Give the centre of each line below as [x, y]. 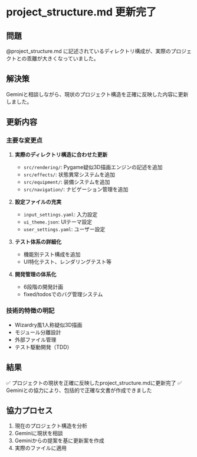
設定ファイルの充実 [38, 202]
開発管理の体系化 [35, 274]
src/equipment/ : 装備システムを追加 [67, 181]
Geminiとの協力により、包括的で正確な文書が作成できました [79, 390]
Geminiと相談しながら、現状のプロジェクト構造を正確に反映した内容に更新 [97, 94]
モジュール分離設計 [38, 332]
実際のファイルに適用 [40, 448]
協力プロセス [29, 411]
